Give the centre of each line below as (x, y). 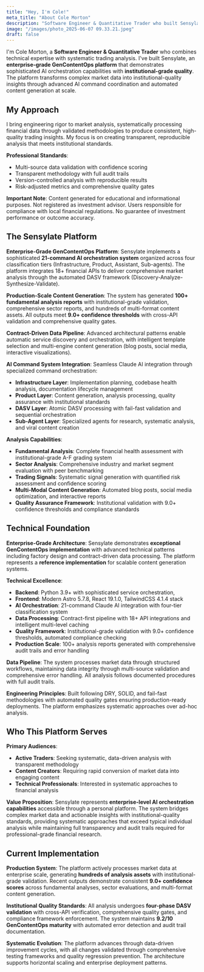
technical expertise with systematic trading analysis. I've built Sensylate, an (101, 58)
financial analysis (37, 790)
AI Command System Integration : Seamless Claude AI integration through (100, 364)
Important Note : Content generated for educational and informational (93, 198)
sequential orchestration (46, 414)
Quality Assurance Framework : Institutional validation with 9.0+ (96, 502)
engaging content (37, 778)
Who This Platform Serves (57, 732)
